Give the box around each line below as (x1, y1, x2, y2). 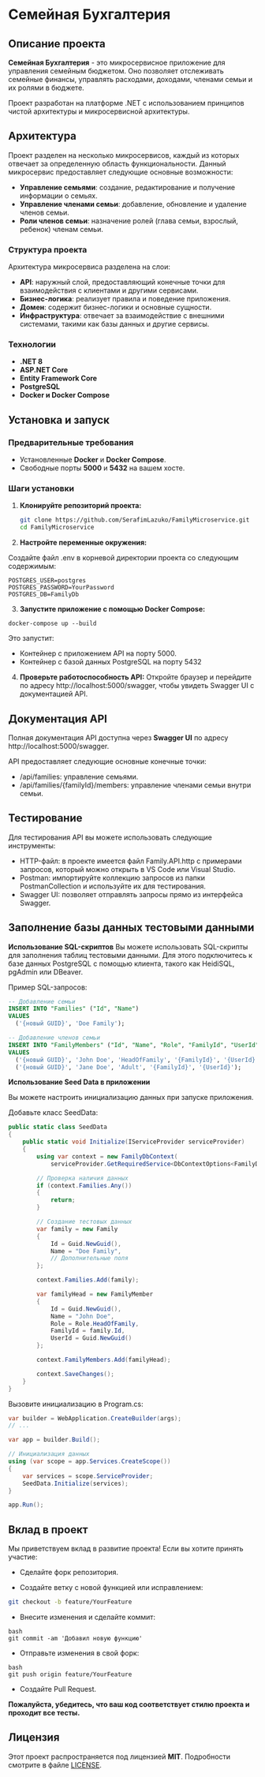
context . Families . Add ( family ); (36, 1276, 140, 1284)
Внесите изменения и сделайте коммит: (19, 1612, 156, 1622)
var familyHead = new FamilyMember (36, 1290, 154, 1299)
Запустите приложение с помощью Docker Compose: (19, 604, 206, 614)
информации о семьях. (19, 191, 98, 200)
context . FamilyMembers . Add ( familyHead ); (36, 1356, 171, 1364)
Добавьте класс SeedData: (8, 1108, 99, 1117)
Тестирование (8, 811, 83, 825)
